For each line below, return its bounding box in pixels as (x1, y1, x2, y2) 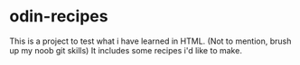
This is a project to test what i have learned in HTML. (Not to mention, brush (9, 36, 292, 46)
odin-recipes (9, 6, 108, 27)
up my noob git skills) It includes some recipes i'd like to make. (9, 45, 242, 55)
